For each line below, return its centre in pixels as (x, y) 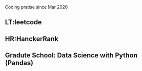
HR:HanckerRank (32, 39)
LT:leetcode (24, 22)
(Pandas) (19, 63)
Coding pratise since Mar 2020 (36, 7)
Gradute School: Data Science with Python (71, 55)
